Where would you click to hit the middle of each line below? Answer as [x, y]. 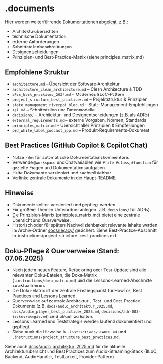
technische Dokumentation [39, 36]
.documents [30, 8]
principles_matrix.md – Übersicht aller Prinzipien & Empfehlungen [78, 125]
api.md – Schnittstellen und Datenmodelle [53, 110]
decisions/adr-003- [121, 312]
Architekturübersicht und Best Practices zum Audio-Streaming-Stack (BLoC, [81, 351]
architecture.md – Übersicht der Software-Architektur [66, 84]
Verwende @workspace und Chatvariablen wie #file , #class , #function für [85, 162]
